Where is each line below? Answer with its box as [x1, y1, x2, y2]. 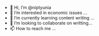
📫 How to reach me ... [9, 26, 56, 31]
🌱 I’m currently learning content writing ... [9, 15, 95, 20]
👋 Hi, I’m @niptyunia [9, 5, 51, 10]
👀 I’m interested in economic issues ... [9, 10, 88, 16]
